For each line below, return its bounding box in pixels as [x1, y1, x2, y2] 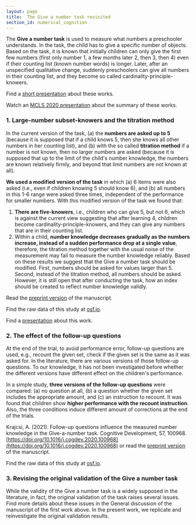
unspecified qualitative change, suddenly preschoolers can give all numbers [6, 67, 190, 74]
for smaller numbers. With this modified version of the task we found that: [6, 197, 183, 204]
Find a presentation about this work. [6, 317, 93, 324]
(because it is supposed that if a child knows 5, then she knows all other [6, 136, 180, 143]
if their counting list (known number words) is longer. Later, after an [6, 60, 168, 67]
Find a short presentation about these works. [6, 90, 114, 97]
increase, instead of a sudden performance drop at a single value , [14, 239, 177, 246]
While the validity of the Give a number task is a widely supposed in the [6, 488, 178, 495]
